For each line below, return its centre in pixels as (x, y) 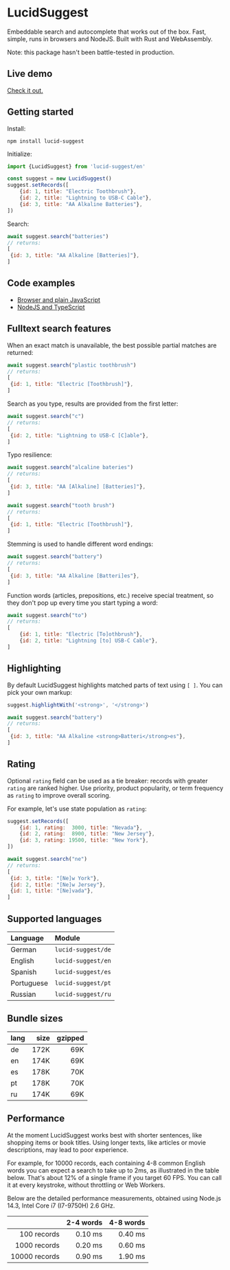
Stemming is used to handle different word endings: (80, 544)
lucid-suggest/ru (83, 994)
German (23, 950)
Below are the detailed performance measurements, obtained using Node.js (114, 1198)
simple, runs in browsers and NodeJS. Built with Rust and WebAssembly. (110, 38)
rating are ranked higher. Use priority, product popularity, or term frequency (115, 788)
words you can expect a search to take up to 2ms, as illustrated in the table (113, 1170)
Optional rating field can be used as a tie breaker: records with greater (107, 781)
